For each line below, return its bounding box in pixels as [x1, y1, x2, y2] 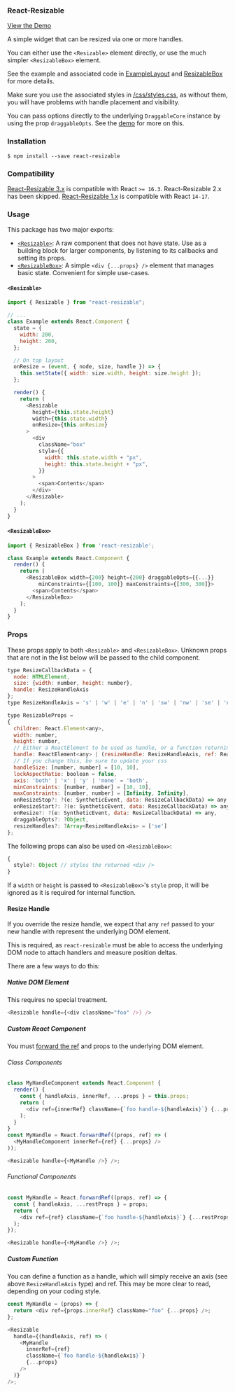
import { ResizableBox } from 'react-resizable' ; [7, 542, 155, 549]
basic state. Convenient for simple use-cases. [17, 269, 150, 277]
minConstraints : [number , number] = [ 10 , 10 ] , [13, 784, 152, 791]
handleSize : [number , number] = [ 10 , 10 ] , [13, 764, 139, 771]
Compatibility [7, 169, 55, 179]
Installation [7, 137, 47, 146]
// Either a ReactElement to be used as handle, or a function [13, 744, 201, 751]
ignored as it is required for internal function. [7, 889, 136, 897]
